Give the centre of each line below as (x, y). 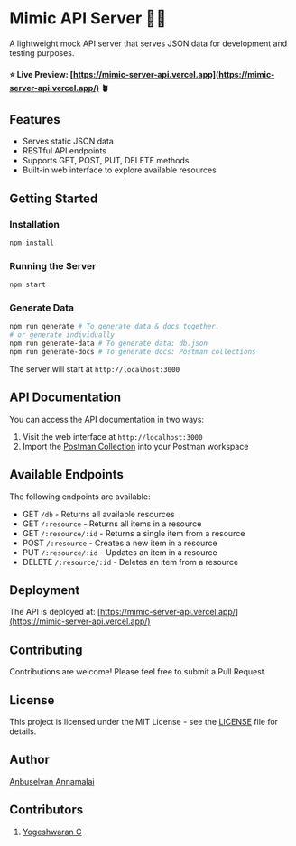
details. (23, 731)
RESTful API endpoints (64, 151)
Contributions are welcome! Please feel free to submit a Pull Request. (138, 672)
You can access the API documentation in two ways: (107, 419)
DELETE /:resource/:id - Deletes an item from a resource (130, 562)
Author (29, 760)
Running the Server (53, 265)
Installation (35, 224)
